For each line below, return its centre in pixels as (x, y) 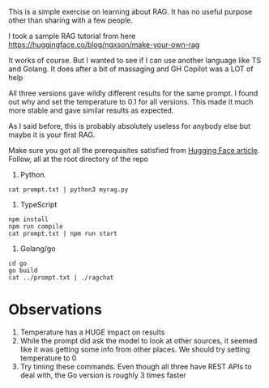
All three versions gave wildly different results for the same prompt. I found (133, 93)
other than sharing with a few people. (71, 20)
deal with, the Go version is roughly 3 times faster (103, 375)
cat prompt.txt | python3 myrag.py (68, 190)
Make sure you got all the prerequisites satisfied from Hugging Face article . (134, 150)
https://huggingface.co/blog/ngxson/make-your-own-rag (104, 45)
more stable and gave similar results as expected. (91, 110)
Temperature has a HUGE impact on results (92, 332)
